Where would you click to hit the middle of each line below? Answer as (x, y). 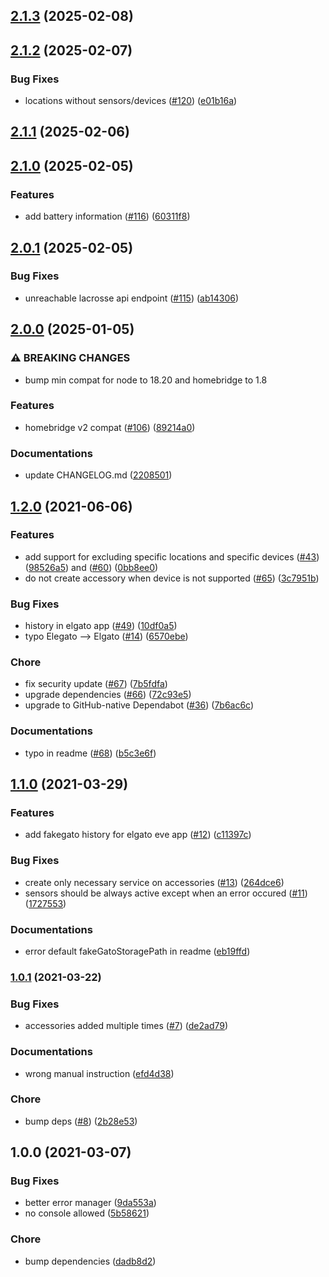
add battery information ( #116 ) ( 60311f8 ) (107, 216)
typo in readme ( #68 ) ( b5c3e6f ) (90, 753)
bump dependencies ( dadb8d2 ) (90, 1261)
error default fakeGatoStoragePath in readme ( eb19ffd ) (137, 951)
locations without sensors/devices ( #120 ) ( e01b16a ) (131, 101)
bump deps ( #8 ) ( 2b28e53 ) (81, 1121)
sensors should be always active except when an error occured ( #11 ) (166, 893)
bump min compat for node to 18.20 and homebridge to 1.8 (146, 380)
